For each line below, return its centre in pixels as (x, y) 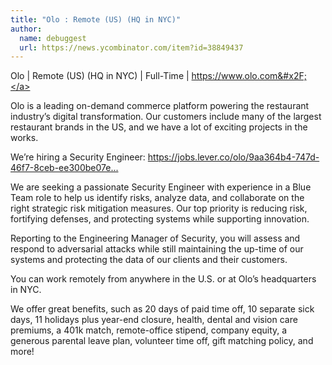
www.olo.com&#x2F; (264, 76)
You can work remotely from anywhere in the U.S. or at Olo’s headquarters (163, 279)
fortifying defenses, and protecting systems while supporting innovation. (160, 219)
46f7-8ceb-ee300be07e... (64, 168)
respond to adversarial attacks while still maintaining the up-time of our (157, 249)
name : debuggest (53, 38)
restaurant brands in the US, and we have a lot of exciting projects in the (159, 127)
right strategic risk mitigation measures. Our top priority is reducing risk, (159, 208)
